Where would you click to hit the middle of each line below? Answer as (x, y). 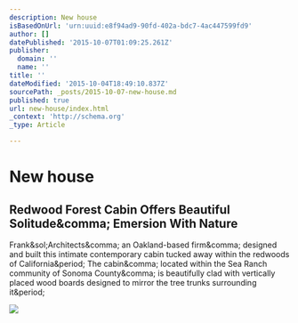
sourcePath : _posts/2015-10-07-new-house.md (93, 92)
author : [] (29, 34)
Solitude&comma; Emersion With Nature (124, 223)
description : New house (53, 17)
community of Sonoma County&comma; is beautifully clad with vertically (142, 273)
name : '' (33, 68)
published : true (39, 100)
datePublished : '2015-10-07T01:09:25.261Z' (91, 42)
